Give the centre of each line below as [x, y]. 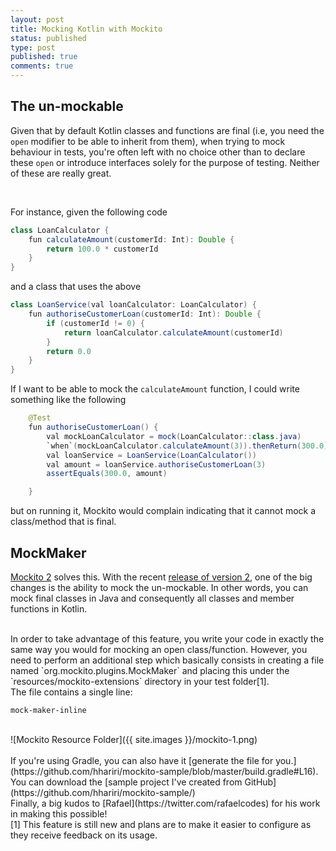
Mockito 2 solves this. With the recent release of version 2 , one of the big [161, 577]
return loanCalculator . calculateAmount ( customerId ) [173, 332]
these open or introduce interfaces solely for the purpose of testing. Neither [165, 162]
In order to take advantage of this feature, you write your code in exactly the [167, 639]
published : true [44, 57]
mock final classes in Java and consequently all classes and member [152, 598]
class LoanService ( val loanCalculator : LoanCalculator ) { [133, 305]
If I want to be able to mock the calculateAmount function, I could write [155, 389]
